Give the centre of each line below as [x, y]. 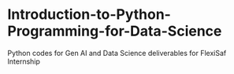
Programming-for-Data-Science [115, 31]
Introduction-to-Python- [89, 15]
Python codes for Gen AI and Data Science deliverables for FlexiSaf [117, 53]
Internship [24, 61]
